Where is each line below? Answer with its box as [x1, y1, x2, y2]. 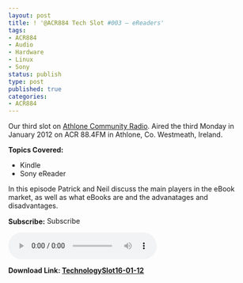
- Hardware [8, 48, 44, 56]
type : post [8, 77, 44, 85]
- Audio [8, 41, 34, 49]
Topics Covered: [8, 145, 64, 155]
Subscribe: [8, 217, 46, 226]
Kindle [19, 160, 41, 170]
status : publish [8, 70, 62, 78]
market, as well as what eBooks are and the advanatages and [8, 193, 208, 202]
